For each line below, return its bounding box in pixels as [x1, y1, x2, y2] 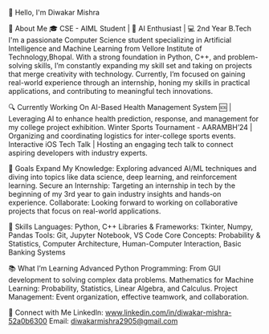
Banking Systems [8, 247, 66, 257]
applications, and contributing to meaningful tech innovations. [8, 87, 214, 96]
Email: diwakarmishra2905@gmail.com [49, 316, 178, 325]
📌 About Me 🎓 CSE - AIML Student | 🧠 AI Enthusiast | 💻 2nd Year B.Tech [8, 24, 251, 33]
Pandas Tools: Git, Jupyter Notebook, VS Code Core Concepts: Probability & [8, 230, 261, 240]
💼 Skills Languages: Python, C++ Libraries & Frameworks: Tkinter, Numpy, [8, 222, 253, 231]
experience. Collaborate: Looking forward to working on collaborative [8, 198, 238, 207]
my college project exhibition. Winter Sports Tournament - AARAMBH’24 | [8, 123, 253, 132]
